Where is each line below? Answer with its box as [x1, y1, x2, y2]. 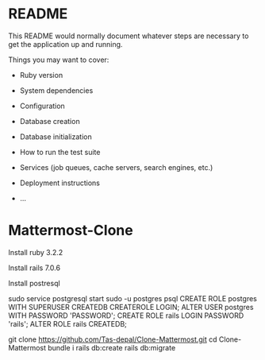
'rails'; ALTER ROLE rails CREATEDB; [8, 319, 127, 328]
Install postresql [8, 278, 61, 288]
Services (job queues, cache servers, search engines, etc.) [19, 162, 213, 172]
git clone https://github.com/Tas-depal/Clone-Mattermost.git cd [8, 335, 217, 344]
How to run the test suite [19, 147, 101, 157]
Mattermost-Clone [8, 222, 133, 239]
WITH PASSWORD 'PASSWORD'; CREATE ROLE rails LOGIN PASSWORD [8, 311, 244, 320]
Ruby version [19, 70, 63, 79]
